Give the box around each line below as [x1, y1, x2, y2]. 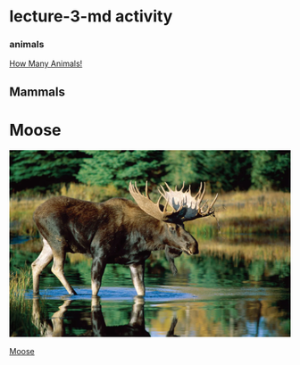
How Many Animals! [9, 58, 83, 69]
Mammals [9, 84, 65, 99]
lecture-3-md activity [9, 6, 173, 27]
